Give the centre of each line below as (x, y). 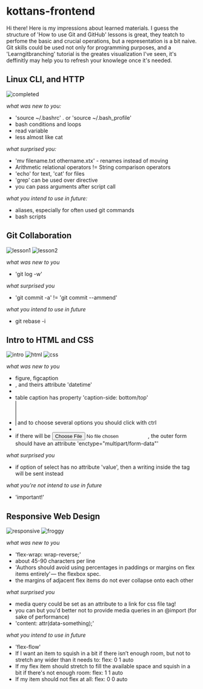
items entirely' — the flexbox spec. (58, 574)
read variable (32, 130)
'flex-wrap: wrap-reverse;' (48, 555)
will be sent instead (39, 474)
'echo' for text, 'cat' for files (50, 173)
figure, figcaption (37, 378)
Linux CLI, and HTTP (45, 79)
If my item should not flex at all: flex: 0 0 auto (71, 679)
